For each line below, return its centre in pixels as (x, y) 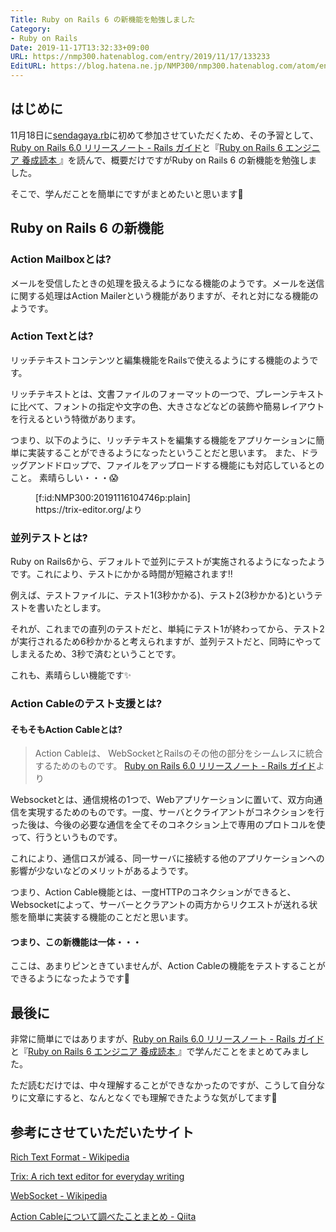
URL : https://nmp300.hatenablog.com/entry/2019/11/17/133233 (140, 57)
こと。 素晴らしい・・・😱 (64, 477)
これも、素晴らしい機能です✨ (71, 675)
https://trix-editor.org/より (89, 509)
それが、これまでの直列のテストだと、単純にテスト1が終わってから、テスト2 (167, 629)
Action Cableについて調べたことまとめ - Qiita (103, 1217)
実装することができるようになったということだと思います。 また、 (164, 452)
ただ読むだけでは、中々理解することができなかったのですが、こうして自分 (163, 1085)
